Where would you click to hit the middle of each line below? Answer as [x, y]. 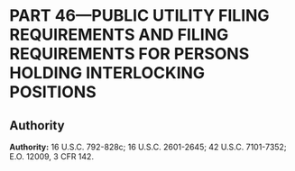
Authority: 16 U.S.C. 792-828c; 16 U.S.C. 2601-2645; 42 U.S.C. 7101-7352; [148, 147]
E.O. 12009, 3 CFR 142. [52, 157]
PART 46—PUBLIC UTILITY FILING [139, 16]
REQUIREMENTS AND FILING [119, 35]
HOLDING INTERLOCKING [107, 73]
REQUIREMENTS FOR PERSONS [129, 54]
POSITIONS [53, 92]
